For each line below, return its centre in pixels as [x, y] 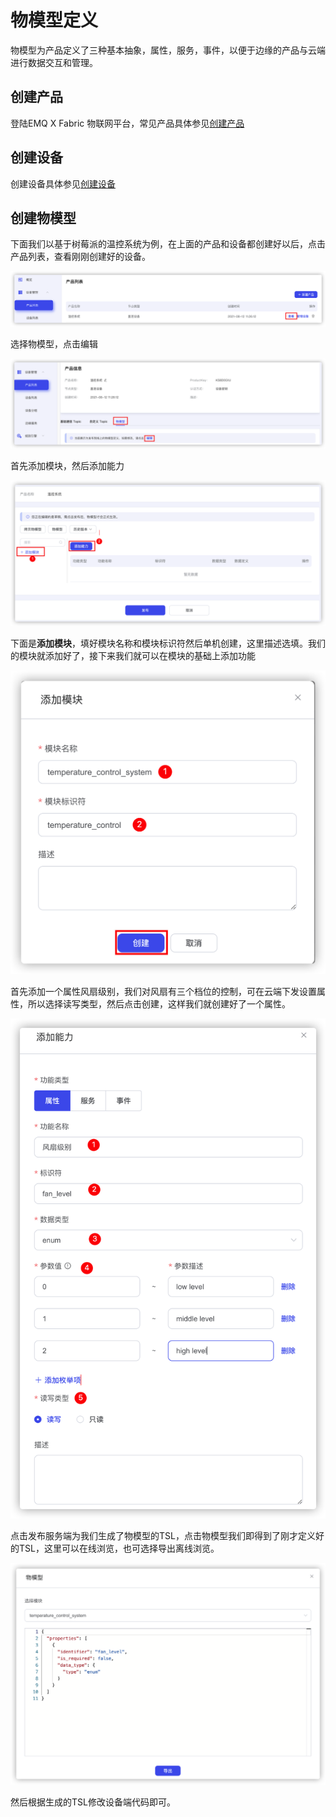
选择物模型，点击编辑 [54, 344]
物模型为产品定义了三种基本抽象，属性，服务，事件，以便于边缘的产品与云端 [168, 50]
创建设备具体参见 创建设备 [63, 183]
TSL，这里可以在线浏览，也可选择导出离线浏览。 [119, 1548]
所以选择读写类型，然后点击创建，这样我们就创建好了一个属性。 [159, 1004]
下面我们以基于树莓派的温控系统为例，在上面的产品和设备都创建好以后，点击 [168, 244]
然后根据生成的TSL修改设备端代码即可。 [93, 1802]
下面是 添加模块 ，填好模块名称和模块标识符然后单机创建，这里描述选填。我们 [168, 643]
